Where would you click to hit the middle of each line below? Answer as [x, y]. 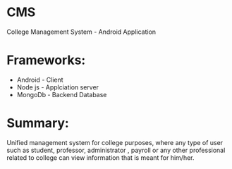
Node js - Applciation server [58, 87]
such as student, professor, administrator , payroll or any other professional [116, 150]
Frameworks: [46, 60]
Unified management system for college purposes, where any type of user [115, 142]
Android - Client [40, 80]
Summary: [38, 123]
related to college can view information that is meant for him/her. [100, 157]
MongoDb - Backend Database [62, 94]
